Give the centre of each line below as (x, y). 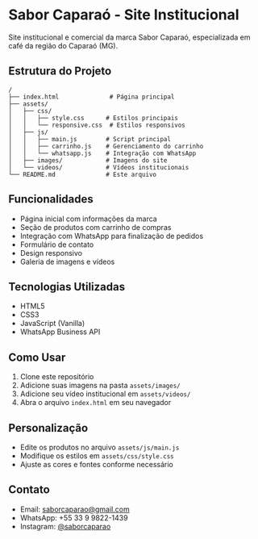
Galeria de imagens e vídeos (67, 261)
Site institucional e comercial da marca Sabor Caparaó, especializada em (129, 37)
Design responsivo (51, 253)
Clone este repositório (57, 377)
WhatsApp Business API (60, 332)
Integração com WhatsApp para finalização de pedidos (112, 236)
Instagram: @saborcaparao (65, 526)
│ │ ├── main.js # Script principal (90, 139)
